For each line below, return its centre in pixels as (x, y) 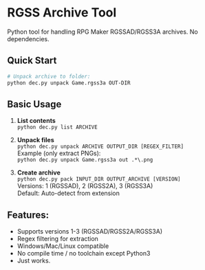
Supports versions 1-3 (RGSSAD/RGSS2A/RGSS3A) (90, 232)
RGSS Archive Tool (62, 13)
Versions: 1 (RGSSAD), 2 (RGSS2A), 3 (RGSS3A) (85, 186)
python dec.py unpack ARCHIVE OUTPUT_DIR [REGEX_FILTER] (100, 147)
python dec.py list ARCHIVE (57, 127)
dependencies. (28, 38)
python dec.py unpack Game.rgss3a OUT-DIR (69, 83)
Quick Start (32, 61)
